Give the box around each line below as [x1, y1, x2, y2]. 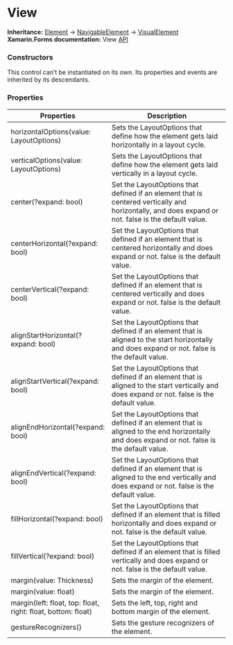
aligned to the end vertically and [111, 472, 216, 482]
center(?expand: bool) [10, 197, 83, 206]
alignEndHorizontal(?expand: [10, 422, 105, 432]
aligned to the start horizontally [111, 335, 213, 344]
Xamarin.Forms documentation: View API [7, 35, 128, 43]
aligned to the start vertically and [111, 380, 219, 390]
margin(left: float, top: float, [10, 598, 100, 608]
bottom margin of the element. [111, 606, 210, 616]
